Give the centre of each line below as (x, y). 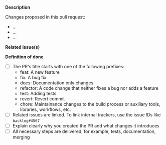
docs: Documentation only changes (57, 83)
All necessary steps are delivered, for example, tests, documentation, (84, 131)
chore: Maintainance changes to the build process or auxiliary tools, (90, 104)
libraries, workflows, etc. (45, 109)
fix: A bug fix (33, 78)
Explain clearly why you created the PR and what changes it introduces (86, 126)
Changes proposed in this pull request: (45, 17)
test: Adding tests (38, 94)
